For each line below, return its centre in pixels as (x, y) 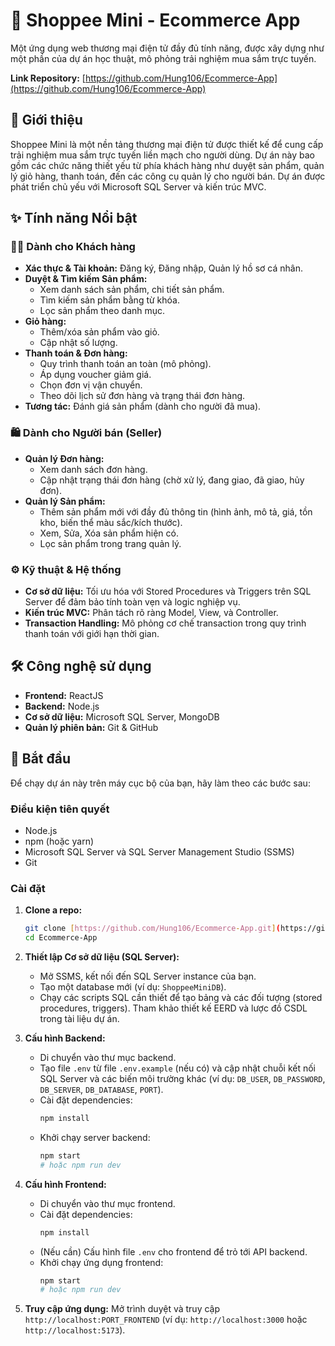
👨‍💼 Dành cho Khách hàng (73, 247)
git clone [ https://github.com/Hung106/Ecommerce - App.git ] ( (152, 929)
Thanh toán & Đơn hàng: (76, 353)
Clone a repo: (53, 910)
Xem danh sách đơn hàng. (93, 469)
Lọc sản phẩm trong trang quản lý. (110, 543)
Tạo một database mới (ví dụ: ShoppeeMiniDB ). (133, 987)
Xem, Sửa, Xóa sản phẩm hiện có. (109, 533)
